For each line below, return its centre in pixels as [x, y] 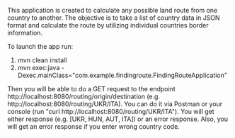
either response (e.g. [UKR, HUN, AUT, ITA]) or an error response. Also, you [118, 119]
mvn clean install [42, 60]
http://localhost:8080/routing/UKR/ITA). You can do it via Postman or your [115, 104]
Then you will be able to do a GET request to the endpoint [91, 89]
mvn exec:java [39, 68]
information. [25, 33]
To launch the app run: [40, 46]
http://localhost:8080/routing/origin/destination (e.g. [84, 96]
